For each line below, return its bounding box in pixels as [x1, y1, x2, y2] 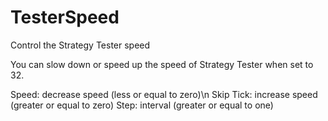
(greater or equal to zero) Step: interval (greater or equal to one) [10, 99, 274, 111]
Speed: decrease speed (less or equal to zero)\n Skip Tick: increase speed [10, 88, 318, 100]
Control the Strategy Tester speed [10, 39, 151, 51]
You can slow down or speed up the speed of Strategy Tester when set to [10, 58, 314, 70]
